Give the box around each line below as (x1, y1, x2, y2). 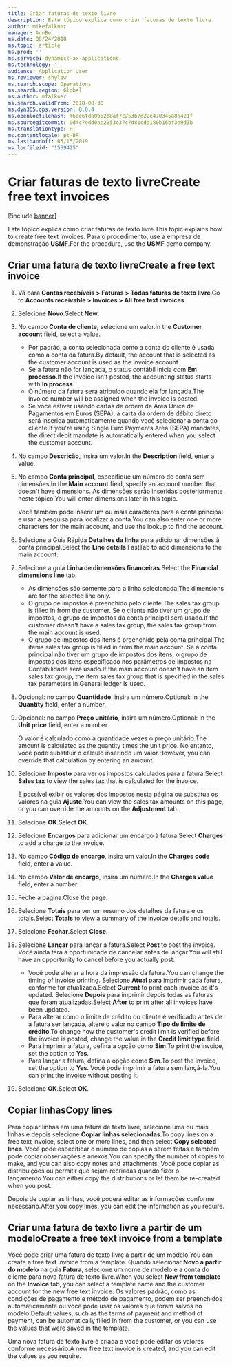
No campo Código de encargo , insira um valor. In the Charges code (17, 852, 210, 860)
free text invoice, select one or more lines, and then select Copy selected (8, 1137, 216, 1145)
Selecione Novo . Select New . (17, 309, 100, 317)
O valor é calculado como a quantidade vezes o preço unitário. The (17, 734, 207, 742)
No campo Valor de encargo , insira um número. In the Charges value (17, 873, 214, 881)
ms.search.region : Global (8, 87, 82, 94)
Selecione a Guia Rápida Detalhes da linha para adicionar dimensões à (17, 535, 220, 544)
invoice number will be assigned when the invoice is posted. (28, 394, 199, 403)
